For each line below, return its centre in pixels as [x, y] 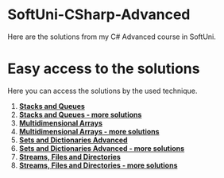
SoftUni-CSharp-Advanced [99, 15]
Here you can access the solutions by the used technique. [102, 91]
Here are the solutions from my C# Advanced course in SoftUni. [112, 37]
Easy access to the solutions [104, 69]
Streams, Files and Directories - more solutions [98, 165]
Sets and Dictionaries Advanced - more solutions [102, 148]
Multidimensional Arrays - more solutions [89, 131]
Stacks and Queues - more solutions [80, 114]
